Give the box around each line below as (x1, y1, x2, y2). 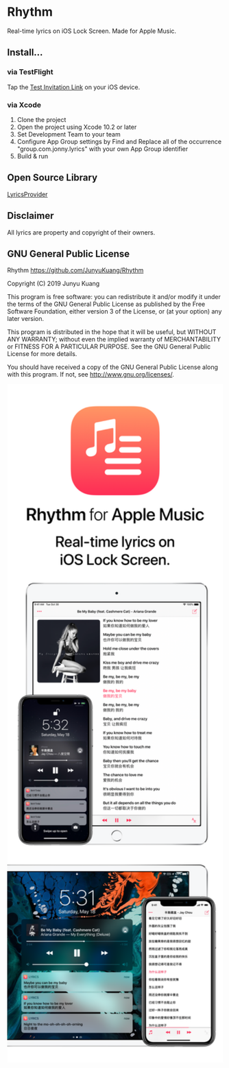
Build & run (16, 152, 49, 160)
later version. (7, 315, 45, 323)
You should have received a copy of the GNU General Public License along (7, 363, 218, 371)
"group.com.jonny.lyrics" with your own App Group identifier (16, 145, 189, 153)
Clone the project (16, 115, 67, 123)
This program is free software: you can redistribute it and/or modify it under (7, 293, 221, 301)
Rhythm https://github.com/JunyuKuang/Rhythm (7, 266, 144, 274)
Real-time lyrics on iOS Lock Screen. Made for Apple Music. (7, 27, 177, 35)
